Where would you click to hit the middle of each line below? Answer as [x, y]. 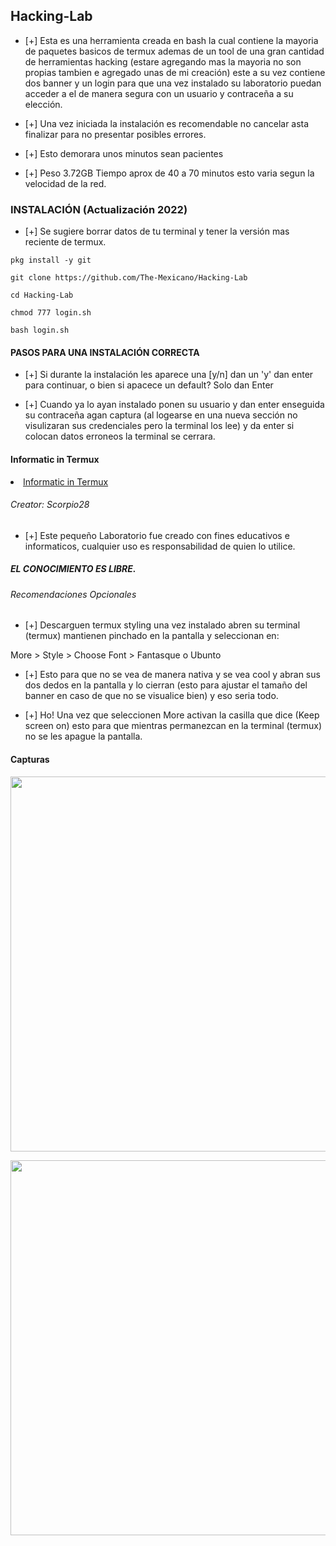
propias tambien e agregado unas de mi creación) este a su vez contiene [175, 72]
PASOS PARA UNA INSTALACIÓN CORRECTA [105, 352]
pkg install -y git [51, 260]
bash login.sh [40, 330]
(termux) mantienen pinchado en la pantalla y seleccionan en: [152, 636]
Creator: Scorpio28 [50, 505]
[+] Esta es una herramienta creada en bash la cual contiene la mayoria [171, 40]
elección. [43, 104]
